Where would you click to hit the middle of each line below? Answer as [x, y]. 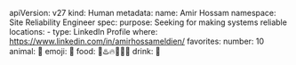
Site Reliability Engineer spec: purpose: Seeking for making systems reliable [148, 22]
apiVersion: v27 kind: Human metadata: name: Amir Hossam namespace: [143, 13]
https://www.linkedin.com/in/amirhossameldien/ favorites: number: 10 [137, 41]
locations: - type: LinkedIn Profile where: [84, 32]
